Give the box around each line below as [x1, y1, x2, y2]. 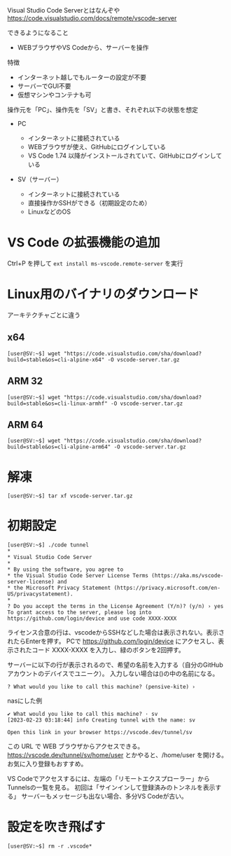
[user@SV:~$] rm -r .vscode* [7, 843, 92, 850]
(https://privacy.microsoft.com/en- [113, 584, 220, 592]
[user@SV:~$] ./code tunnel [7, 541, 90, 548]
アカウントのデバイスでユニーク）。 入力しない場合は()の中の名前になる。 [7, 670, 219, 678]
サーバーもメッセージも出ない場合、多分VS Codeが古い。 [20, 792, 188, 801]
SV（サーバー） [17, 175, 63, 184]
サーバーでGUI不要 [17, 82, 71, 90]
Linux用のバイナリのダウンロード [7, 287, 199, 303]
